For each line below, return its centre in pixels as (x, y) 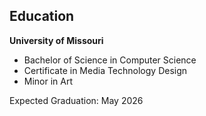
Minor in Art (48, 81)
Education (42, 16)
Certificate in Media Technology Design (105, 70)
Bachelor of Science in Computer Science (110, 60)
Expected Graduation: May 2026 (76, 100)
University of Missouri (56, 40)
